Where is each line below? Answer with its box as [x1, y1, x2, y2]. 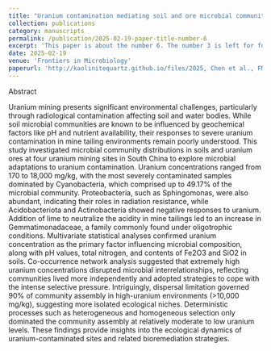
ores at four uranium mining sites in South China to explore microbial [8, 153, 236, 163]
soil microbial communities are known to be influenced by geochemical [8, 119, 244, 129]
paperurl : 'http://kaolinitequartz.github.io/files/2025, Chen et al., [8, 65, 254, 73]
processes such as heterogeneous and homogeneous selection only [8, 307, 236, 317]
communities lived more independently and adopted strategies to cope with [8, 274, 260, 283]
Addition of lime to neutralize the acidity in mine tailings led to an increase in [8, 213, 262, 223]
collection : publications [8, 19, 95, 27]
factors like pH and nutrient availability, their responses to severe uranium [8, 127, 253, 137]
